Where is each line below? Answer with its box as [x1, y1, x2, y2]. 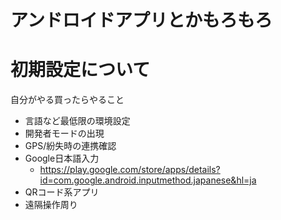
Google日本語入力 [24, 152, 100, 165]
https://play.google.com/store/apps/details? [39, 164, 221, 176]
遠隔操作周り [24, 199, 78, 211]
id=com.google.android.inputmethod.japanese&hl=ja [39, 174, 257, 186]
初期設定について [10, 59, 151, 81]
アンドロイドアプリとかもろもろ [10, 9, 273, 32]
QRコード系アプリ [24, 186, 100, 198]
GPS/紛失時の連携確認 [24, 140, 117, 152]
